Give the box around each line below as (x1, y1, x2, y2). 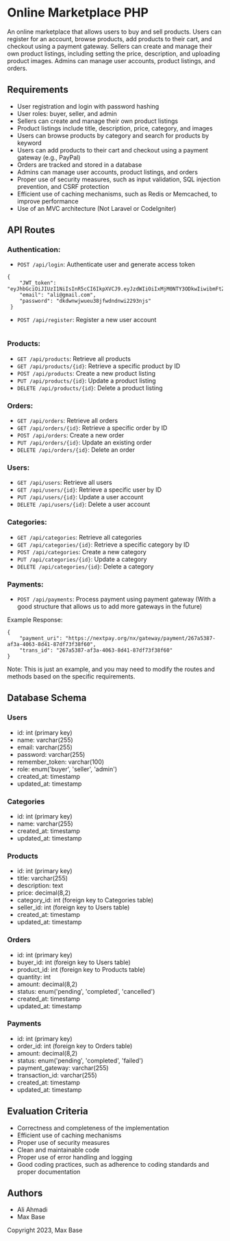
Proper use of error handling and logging (16, 1152, 133, 1161)
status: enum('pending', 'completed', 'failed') (16, 1056, 144, 1064)
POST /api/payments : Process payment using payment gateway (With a (16, 595, 216, 603)
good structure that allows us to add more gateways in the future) (16, 602, 203, 611)
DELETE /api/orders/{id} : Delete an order (16, 446, 136, 454)
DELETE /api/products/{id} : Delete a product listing (16, 383, 163, 392)
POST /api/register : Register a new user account (16, 316, 157, 324)
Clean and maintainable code (16, 1146, 100, 1154)
